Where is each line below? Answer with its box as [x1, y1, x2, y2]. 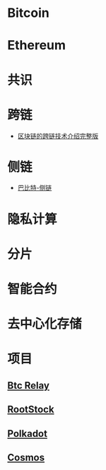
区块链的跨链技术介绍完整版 [17, 131, 99, 140]
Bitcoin [7, 5, 49, 21]
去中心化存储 [7, 316, 83, 332]
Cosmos [7, 451, 45, 464]
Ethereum [7, 37, 66, 54]
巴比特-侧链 [17, 184, 52, 192]
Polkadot [7, 428, 48, 440]
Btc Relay [7, 380, 49, 392]
